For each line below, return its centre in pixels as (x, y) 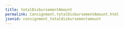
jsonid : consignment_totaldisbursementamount (53, 19)
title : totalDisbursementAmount (39, 10)
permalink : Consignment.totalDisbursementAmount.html (62, 14)
